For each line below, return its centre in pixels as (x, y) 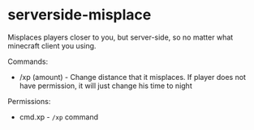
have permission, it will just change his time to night (105, 86)
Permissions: (29, 101)
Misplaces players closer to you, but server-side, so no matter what (121, 37)
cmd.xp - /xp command (59, 117)
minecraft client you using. (52, 45)
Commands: (28, 61)
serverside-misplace (80, 15)
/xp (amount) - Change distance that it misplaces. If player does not (133, 77)
